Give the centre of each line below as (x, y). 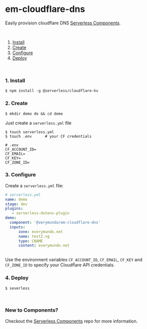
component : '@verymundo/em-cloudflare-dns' (55, 223)
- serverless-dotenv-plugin (41, 213)
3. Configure (21, 175)
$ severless (17, 288)
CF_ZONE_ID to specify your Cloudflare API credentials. (60, 265)
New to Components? (32, 310)
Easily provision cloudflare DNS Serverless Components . (63, 23)
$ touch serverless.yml (30, 132)
